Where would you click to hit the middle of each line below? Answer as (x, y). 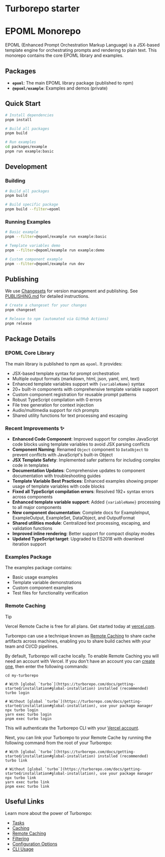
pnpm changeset (21, 310)
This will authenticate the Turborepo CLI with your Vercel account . (72, 728)
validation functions (32, 528)
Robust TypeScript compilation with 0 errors (57, 400)
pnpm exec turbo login (28, 719)
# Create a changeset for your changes (46, 305)
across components (32, 496)
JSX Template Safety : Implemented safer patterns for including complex (86, 460)
